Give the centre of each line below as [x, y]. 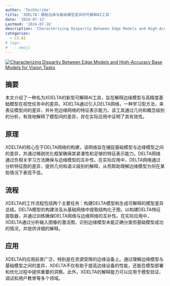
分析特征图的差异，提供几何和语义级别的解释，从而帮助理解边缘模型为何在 [83, 166]
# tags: [13, 43]
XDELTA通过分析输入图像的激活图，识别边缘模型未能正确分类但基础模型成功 [84, 222]
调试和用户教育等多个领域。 [34, 278]
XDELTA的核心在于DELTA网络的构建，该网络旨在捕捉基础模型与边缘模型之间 [84, 147]
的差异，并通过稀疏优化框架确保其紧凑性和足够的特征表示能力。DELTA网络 [83, 154]
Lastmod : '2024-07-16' [29, 24]
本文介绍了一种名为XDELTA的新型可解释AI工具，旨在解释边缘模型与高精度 [82, 98]
